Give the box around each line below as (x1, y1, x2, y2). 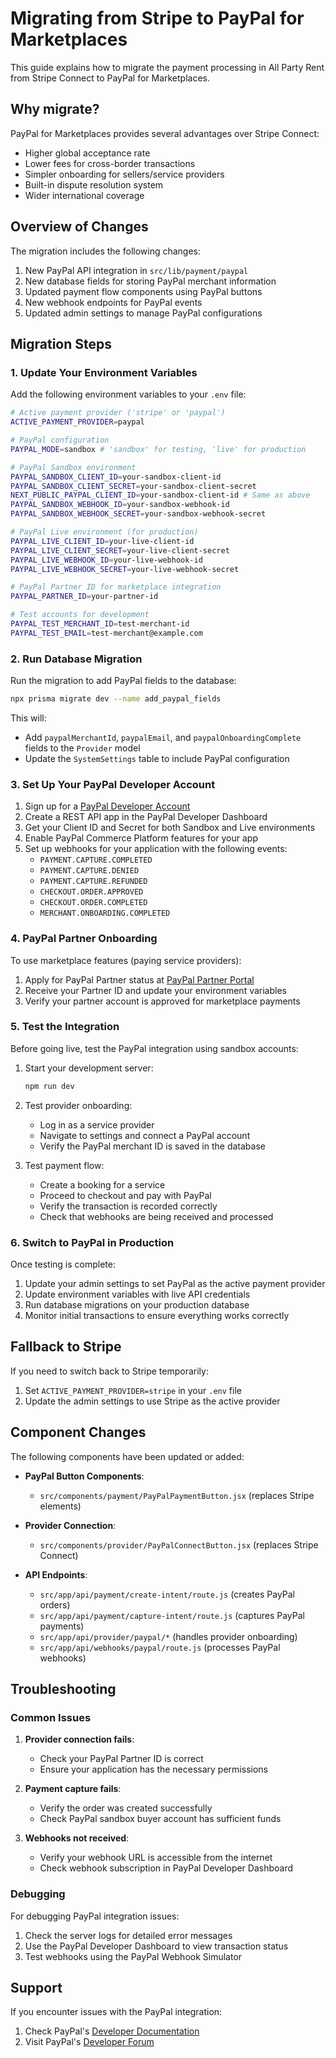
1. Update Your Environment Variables (10, 365, 198, 379)
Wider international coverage (24, 189, 145, 201)
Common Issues (10, 1710, 92, 1724)
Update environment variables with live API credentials (24, 1288, 251, 1300)
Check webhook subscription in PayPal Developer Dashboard (39, 1862, 294, 1874)
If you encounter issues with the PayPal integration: (10, 2006, 223, 2018)
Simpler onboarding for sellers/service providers (24, 168, 225, 180)
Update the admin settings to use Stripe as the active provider (24, 1395, 281, 1407)
